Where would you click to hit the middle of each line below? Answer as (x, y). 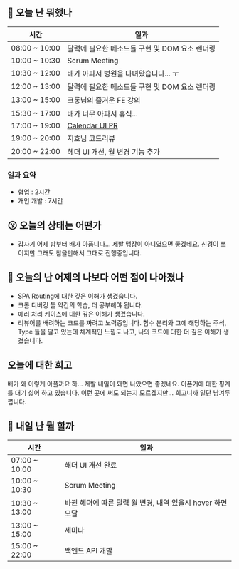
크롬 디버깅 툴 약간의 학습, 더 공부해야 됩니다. (80, 304)
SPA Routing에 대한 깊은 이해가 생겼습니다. (77, 296)
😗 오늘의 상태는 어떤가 (54, 226)
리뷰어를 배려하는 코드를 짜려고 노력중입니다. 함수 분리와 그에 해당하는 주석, (122, 322)
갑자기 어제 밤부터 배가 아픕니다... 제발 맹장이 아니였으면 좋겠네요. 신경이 (118, 244)
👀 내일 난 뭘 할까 (41, 426)
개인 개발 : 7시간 (40, 201)
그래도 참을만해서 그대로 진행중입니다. (89, 252)
